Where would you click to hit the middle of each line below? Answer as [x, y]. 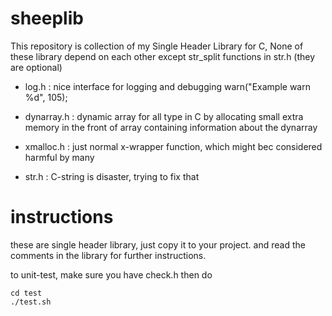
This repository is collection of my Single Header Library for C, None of [157, 46]
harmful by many [59, 157]
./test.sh [31, 302]
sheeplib [47, 18]
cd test [26, 293]
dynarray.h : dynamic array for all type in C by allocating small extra [164, 116]
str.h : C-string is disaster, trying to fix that [112, 176]
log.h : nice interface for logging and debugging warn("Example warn [167, 86]
